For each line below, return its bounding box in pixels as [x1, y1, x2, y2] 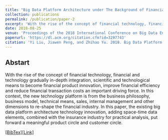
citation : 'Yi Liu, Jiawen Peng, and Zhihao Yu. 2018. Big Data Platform [5, 40, 162, 45]
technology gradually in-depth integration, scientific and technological [5, 77, 150, 83]
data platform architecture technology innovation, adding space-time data [5, 108, 157, 115]
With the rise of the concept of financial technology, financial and [5, 71, 140, 77]
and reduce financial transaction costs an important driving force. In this [5, 87, 154, 93]
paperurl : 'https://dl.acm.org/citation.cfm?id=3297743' [5, 35, 126, 40]
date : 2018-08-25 [5, 26, 41, 31]
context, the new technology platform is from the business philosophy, [5, 93, 150, 99]
